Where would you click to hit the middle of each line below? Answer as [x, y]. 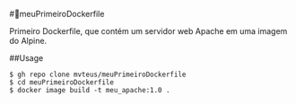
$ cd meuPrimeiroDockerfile [62, 82]
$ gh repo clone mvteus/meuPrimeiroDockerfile [98, 74]
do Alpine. [28, 41]
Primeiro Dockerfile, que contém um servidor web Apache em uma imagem [148, 31]
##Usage [26, 58]
